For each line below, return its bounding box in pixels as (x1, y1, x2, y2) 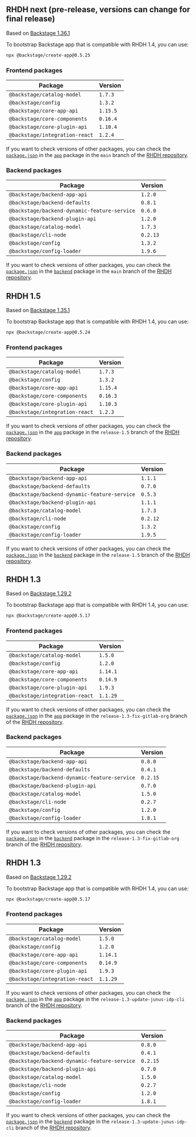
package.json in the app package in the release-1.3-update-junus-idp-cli (6, 995, 185, 1002)
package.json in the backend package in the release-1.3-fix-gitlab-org (6, 834, 180, 841)
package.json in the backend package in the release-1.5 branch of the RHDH (6, 551, 191, 558)
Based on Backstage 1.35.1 (6, 307, 70, 314)
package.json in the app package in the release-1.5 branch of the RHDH (6, 429, 180, 436)
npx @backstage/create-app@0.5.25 (6, 52, 91, 58)
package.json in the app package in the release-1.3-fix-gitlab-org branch (6, 712, 188, 719)
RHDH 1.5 (6, 291, 41, 301)
